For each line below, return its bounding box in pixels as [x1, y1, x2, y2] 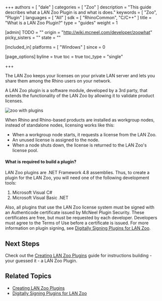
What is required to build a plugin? [5, 158, 77, 164]
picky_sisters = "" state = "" [5, 34, 61, 40]
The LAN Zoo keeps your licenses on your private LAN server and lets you [5, 73, 156, 78]
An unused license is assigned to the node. [12, 137, 100, 143]
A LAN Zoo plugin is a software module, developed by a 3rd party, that [5, 88, 148, 93]
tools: [5, 180, 17, 186]
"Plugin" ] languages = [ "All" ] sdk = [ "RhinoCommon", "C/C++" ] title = [5, 15, 152, 20]
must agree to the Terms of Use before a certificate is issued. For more [5, 220, 149, 226]
